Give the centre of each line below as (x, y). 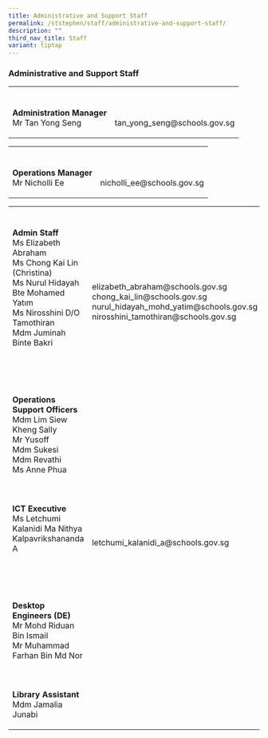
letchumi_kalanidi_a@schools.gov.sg (160, 543)
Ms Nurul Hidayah (46, 283)
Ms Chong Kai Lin (45, 263)
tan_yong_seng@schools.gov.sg (175, 123)
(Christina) (32, 273)
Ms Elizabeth (37, 243)
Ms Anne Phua (39, 470)
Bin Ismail (30, 636)
